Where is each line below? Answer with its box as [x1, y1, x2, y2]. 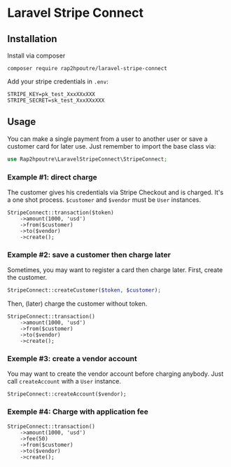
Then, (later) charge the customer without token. [7, 299, 148, 308]
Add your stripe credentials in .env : [7, 77, 108, 86]
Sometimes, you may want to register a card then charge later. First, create [7, 266, 223, 274]
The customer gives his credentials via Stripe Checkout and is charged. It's [7, 188, 224, 196]
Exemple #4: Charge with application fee [7, 407, 149, 417]
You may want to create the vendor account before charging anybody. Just [7, 370, 224, 378]
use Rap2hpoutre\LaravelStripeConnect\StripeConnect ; [7, 156, 168, 163]
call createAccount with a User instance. [7, 377, 121, 386]
